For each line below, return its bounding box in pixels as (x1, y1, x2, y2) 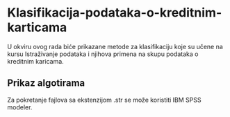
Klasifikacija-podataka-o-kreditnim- (7, 5, 222, 21)
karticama (7, 19, 67, 35)
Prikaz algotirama (7, 78, 85, 89)
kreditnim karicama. (7, 57, 64, 65)
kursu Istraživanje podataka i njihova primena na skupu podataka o (7, 50, 199, 58)
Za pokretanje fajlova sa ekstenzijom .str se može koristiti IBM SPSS (7, 96, 202, 104)
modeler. (7, 102, 33, 111)
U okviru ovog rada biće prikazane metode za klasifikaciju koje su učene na (7, 42, 224, 51)
